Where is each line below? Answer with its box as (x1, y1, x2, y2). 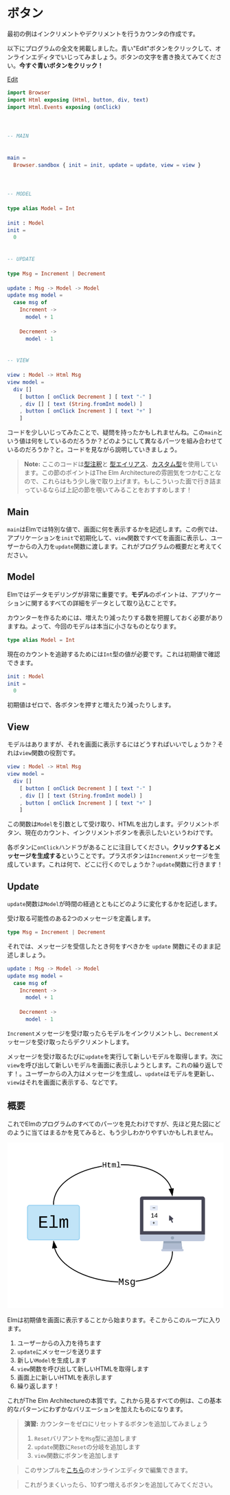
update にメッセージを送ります (16, 1347, 102, 1356)
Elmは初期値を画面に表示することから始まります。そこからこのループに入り (7, 1315, 221, 1324)
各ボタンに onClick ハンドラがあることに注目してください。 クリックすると (7, 843, 215, 851)
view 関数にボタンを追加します (34, 1451, 119, 1459)
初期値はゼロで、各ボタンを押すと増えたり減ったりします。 (7, 701, 175, 709)
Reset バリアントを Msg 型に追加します (34, 1434, 137, 1442)
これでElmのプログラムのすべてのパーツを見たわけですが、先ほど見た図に (7, 1120, 215, 1128)
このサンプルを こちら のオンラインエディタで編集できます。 (23, 1465, 192, 1474)
